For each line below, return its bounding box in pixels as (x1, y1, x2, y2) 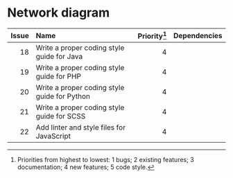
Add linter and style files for (35, 123, 126, 132)
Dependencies (173, 30, 223, 40)
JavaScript (35, 132, 71, 141)
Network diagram (7, 5, 110, 21)
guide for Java (35, 52, 83, 62)
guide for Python (35, 91, 91, 101)
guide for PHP (35, 71, 82, 81)
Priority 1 (137, 30, 167, 41)
